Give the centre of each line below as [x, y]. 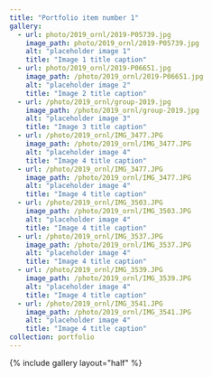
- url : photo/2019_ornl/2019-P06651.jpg [94, 69]
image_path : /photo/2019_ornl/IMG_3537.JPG [109, 245]
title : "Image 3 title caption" [86, 127]
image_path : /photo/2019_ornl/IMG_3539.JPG [109, 278]
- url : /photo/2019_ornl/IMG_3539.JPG [91, 270]
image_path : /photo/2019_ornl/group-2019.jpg [113, 110]
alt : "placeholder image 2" [78, 85]
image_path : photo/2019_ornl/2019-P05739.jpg [113, 43]
